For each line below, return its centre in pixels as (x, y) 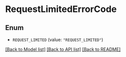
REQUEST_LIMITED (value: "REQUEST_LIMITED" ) (58, 39)
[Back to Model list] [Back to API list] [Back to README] (63, 49)
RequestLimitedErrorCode (61, 9)
